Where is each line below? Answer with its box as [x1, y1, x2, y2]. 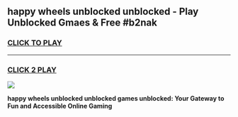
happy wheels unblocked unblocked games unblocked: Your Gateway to [7, 94, 225, 102]
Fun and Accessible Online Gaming [7, 101, 113, 110]
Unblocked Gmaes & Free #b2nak [7, 17, 157, 29]
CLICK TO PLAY [7, 38, 62, 48]
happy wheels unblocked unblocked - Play [7, 6, 199, 18]
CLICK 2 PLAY [7, 65, 57, 74]
